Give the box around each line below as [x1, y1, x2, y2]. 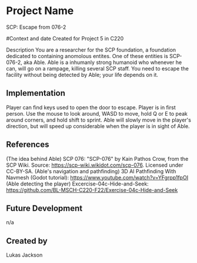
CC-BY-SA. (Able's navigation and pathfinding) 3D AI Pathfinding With [6, 167, 176, 174]
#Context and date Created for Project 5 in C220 [6, 35, 124, 42]
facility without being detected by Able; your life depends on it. [6, 71, 159, 78]
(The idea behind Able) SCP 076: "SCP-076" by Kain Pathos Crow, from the [6, 155, 189, 162]
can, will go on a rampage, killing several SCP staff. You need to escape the [6, 65, 189, 72]
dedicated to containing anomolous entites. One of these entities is [6, 52, 169, 59]
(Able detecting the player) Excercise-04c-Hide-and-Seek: [6, 180, 149, 187]
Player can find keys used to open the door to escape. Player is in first [6, 104, 176, 111]
